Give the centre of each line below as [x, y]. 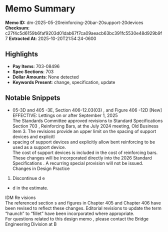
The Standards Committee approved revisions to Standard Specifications [87, 120]
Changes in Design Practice [41, 168]
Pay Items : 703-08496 [36, 66]
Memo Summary [40, 9]
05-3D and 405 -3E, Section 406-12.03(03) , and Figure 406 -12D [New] [87, 110]
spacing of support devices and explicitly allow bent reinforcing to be [84, 142]
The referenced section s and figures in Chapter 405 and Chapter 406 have [83, 202]
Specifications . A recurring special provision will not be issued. [78, 163]
